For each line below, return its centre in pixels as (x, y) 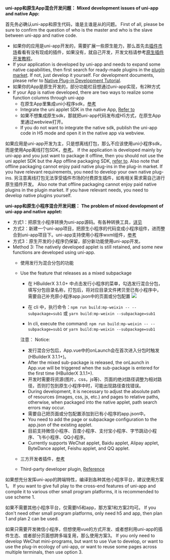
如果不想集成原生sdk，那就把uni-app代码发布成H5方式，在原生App (91, 116)
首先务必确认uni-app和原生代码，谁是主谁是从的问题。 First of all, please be (85, 24)
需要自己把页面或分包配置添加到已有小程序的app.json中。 (88, 414)
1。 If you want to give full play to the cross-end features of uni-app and (81, 486)
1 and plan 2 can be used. (32, 519)
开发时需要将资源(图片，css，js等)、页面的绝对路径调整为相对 (93, 379)
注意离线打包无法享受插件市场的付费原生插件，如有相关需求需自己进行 (92, 178)
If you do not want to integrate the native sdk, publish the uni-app (89, 128)
